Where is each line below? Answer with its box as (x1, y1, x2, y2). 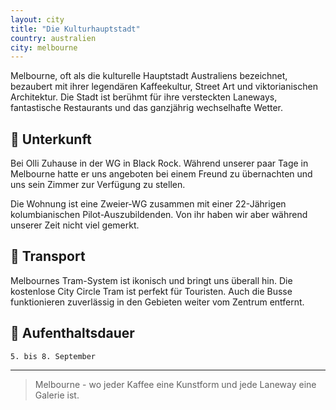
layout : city (10, 14, 65, 25)
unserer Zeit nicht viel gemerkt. (10, 219, 140, 231)
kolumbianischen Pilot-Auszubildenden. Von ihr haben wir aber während (10, 209, 308, 221)
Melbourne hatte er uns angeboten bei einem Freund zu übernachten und (10, 168, 313, 180)
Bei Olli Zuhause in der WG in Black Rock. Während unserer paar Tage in (10, 157, 309, 170)
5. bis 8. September (10, 351, 97, 361)
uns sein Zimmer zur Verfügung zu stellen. (10, 179, 186, 191)
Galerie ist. (34, 389, 80, 401)
